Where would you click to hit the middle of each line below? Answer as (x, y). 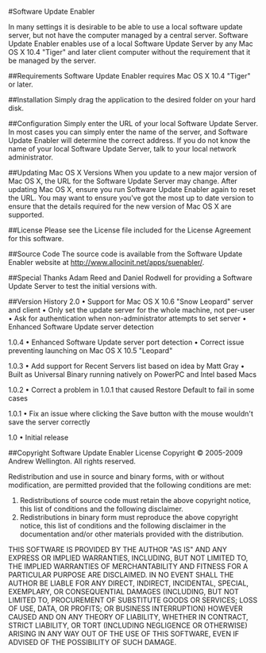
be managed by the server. (52, 60)
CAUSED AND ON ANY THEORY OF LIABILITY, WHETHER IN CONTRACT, (128, 617)
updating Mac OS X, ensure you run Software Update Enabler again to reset (132, 189)
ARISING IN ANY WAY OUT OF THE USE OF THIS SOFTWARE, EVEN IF (124, 634)
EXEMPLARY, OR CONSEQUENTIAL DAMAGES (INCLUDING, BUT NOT (124, 592)
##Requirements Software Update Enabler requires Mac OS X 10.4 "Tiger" (129, 76)
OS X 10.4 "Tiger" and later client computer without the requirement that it (129, 52)
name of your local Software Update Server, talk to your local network (122, 149)
